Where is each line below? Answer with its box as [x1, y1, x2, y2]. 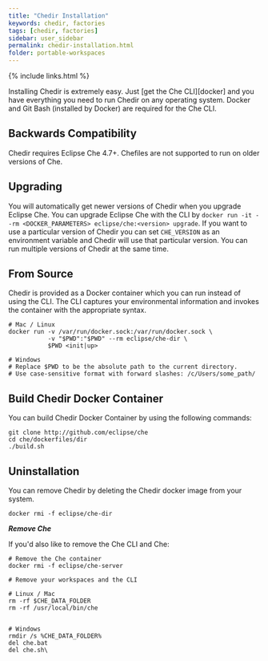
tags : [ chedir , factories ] [8, 26, 98, 34]
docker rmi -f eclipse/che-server [8, 562, 124, 570]
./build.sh [8, 443, 45, 451]
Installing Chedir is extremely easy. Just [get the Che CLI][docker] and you [8, 87, 254, 96]
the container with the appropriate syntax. [8, 306, 146, 315]
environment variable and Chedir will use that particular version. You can [8, 235, 248, 245]
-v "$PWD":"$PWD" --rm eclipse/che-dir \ [47, 335, 188, 343]
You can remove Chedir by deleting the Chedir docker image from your [8, 486, 242, 496]
